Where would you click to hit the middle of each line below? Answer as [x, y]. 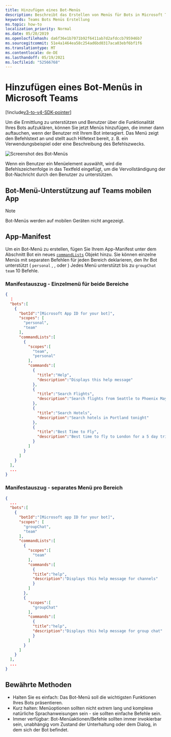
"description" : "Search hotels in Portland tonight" [93, 418]
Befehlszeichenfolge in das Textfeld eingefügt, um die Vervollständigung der [85, 169]
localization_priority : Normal [38, 29]
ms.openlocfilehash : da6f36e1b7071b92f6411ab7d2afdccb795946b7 [74, 39]
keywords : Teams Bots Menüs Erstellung [48, 19]
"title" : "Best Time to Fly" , [68, 432]
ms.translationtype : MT [31, 48]
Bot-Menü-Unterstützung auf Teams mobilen [78, 190]
